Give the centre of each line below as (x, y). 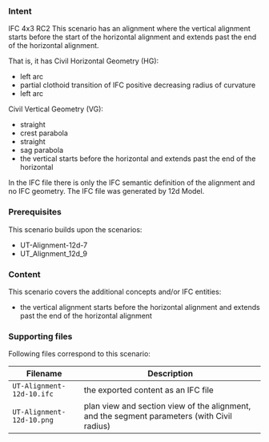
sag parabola (42, 151)
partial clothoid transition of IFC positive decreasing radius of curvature (138, 85)
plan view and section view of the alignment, (167, 406)
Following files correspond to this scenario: (79, 354)
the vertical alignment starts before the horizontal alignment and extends (140, 307)
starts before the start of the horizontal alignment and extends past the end (132, 37)
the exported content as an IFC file (149, 390)
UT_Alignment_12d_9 (54, 253)
